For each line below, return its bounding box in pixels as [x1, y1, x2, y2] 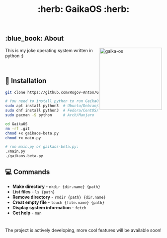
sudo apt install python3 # [5, 103, 66, 109]
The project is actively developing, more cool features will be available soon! [5, 227, 162, 234]
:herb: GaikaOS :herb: [37, 3, 130, 15]
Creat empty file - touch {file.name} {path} [12, 199, 105, 205]
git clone [5, 90, 26, 95]
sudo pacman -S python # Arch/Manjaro [5, 113, 94, 118]
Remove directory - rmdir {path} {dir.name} [12, 194, 106, 200]
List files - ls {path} [12, 188, 56, 194]
